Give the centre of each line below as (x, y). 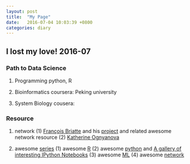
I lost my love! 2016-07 (49, 51)
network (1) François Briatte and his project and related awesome (93, 131)
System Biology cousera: (44, 103)
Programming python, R (43, 81)
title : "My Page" (28, 17)
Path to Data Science (36, 68)
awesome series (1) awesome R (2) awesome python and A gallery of (98, 149)
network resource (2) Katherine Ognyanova (67, 137)
